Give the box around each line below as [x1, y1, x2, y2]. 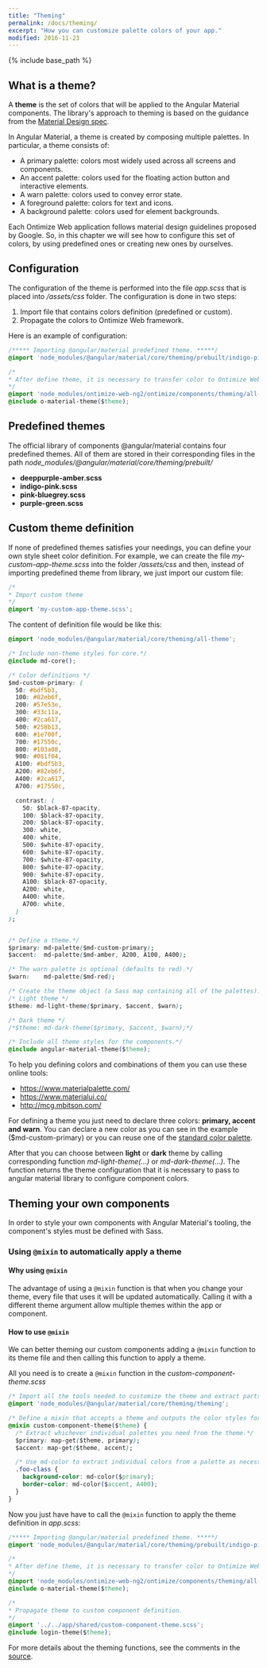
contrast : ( [15, 796, 56, 804]
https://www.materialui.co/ [19, 1092, 107, 1102]
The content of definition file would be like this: [8, 620, 162, 629]
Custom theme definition [8, 522, 134, 535]
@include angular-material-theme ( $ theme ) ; [8, 1045, 151, 1054]
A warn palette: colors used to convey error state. [19, 190, 183, 200]
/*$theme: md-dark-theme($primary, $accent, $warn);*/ [8, 1024, 194, 1032]
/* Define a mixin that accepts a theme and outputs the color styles [8, 1414, 247, 1422]
